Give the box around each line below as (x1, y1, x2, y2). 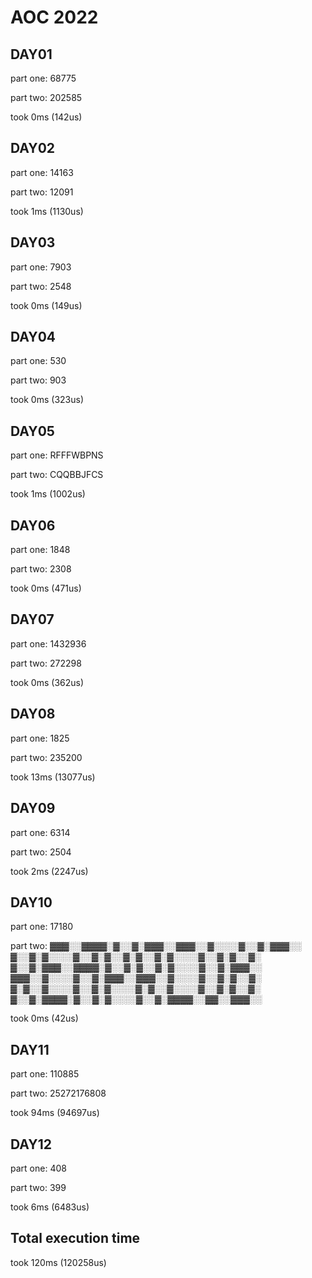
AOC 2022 (10, 6, 99, 29)
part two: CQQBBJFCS (10, 469, 104, 481)
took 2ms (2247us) (10, 865, 89, 877)
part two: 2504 (10, 846, 72, 858)
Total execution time (10, 1230, 141, 1247)
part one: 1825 (10, 732, 70, 744)
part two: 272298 (10, 657, 82, 669)
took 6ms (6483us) (10, 1201, 90, 1213)
